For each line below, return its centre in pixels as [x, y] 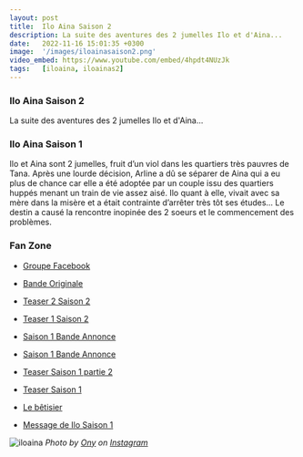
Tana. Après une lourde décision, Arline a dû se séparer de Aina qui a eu [145, 173]
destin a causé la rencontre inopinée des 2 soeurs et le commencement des [151, 213]
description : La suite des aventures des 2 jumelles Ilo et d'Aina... [146, 35]
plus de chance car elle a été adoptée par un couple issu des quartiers [142, 183]
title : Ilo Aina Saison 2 [61, 26]
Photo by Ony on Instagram [96, 442]
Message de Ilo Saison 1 [68, 424]
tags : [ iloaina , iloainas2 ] [67, 69]
